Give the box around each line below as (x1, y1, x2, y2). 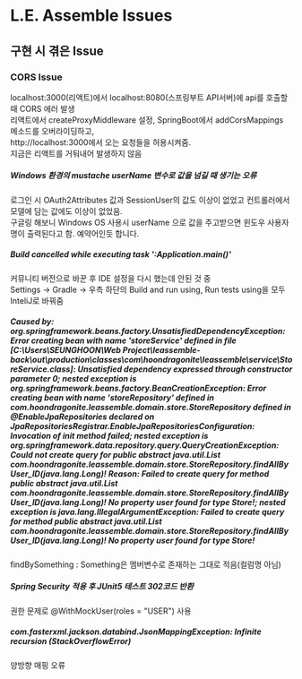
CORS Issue (10, 71, 63, 83)
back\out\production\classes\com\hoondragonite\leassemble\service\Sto (10, 355, 293, 365)
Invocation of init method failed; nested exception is (10, 431, 209, 442)
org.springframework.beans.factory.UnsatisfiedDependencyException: (10, 326, 286, 337)
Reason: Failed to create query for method (108, 468, 270, 479)
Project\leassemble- (122, 345, 201, 356)
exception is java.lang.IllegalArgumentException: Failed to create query (10, 507, 285, 518)
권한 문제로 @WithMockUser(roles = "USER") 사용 (10, 606, 192, 616)
